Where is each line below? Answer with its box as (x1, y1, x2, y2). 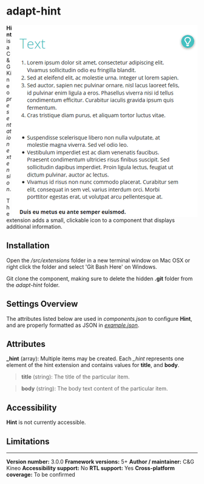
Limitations (6, 436, 50, 446)
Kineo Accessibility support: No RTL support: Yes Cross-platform (6, 465, 175, 471)
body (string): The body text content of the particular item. (21, 385, 168, 392)
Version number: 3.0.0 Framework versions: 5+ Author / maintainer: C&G (6, 458, 194, 465)
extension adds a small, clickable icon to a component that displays (6, 217, 175, 224)
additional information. (6, 223, 63, 230)
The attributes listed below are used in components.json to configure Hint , (6, 315, 192, 322)
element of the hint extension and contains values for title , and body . (6, 361, 180, 369)
